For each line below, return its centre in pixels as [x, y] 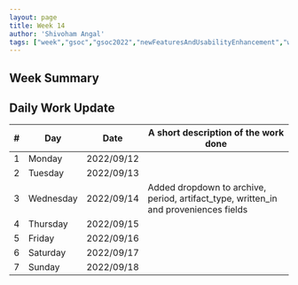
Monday [45, 158]
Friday [41, 238]
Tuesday [46, 173]
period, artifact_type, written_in [212, 198]
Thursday [48, 224]
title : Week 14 [37, 26]
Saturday [47, 253]
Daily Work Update [62, 108]
